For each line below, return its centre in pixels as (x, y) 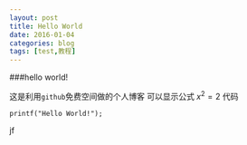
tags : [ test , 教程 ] (43, 52)
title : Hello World (46, 26)
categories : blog (42, 43)
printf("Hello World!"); (56, 113)
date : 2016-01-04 (42, 34)
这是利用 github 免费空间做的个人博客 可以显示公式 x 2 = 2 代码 (124, 96)
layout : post (34, 18)
